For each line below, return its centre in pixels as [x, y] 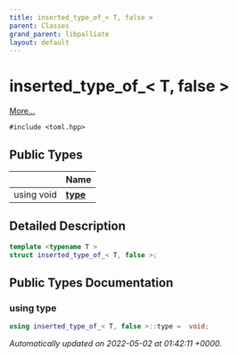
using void [36, 195]
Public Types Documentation [91, 283]
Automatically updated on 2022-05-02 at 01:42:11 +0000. [116, 344]
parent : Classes [39, 26]
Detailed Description [68, 227]
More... [22, 111]
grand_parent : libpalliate [59, 34]
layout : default [39, 42]
